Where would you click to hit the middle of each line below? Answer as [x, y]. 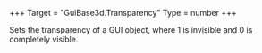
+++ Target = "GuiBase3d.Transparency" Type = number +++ [123, 13]
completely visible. [44, 39]
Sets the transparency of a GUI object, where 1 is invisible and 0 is [131, 30]
